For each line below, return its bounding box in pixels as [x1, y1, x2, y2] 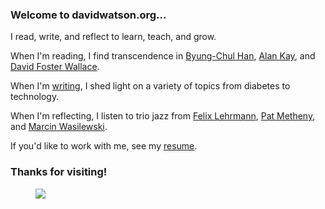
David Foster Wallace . [10, 61, 100, 73]
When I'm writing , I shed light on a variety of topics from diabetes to [10, 80, 291, 92]
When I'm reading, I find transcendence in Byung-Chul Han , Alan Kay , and [10, 50, 316, 62]
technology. [10, 91, 60, 103]
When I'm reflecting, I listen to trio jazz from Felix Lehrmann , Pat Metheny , [10, 110, 316, 122]
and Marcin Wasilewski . [10, 121, 108, 133]
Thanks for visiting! [10, 165, 108, 179]
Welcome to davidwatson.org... [10, 8, 167, 22]
